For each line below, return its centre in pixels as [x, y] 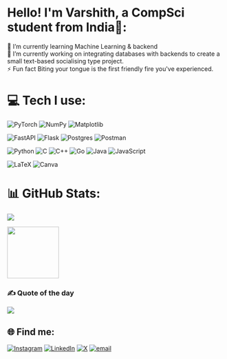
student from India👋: [67, 27]
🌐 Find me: [31, 332]
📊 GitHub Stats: [54, 194]
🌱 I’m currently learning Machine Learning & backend [83, 46]
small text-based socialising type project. [65, 61]
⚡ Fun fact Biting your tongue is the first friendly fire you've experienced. [110, 69]
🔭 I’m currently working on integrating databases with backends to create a [113, 54]
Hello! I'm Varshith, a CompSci [96, 13]
